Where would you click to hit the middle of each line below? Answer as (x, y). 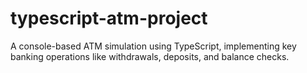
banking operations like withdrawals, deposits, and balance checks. (150, 56)
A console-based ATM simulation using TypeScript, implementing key (153, 46)
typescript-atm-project (109, 18)
